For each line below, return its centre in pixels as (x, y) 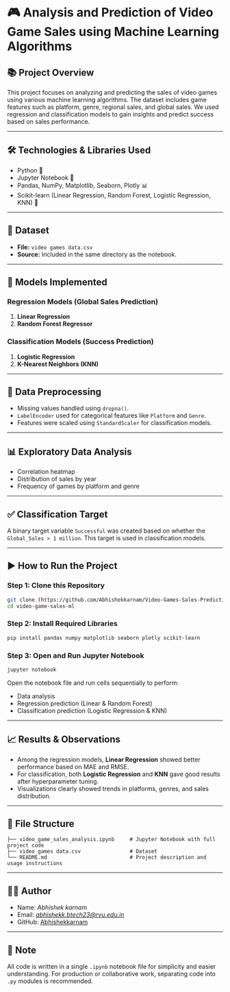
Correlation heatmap (46, 472)
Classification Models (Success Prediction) (80, 341)
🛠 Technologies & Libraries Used (79, 150)
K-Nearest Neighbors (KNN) (58, 364)
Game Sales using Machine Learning (113, 32)
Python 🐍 (30, 170)
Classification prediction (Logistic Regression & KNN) (92, 710)
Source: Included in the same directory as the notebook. (97, 254)
